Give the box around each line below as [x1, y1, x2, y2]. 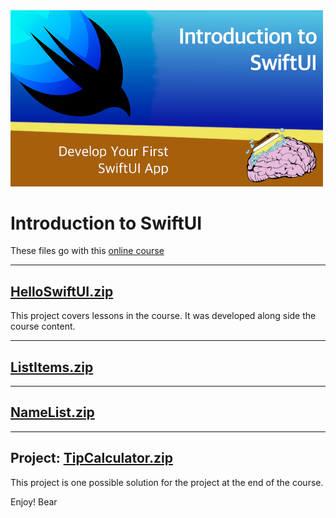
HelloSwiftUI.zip [10, 283, 114, 300]
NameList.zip [10, 404, 95, 421]
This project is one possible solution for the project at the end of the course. [10, 476, 324, 488]
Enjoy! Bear [10, 495, 58, 508]
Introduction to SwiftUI [10, 212, 203, 234]
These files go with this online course [10, 245, 165, 257]
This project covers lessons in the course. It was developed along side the [10, 310, 317, 322]
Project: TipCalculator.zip [10, 450, 174, 467]
